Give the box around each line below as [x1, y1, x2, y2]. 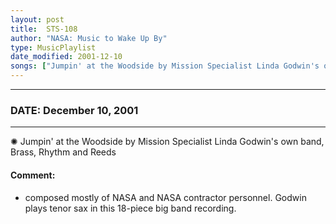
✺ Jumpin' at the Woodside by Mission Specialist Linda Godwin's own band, [10, 136, 325, 148]
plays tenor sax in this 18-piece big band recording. [24, 202, 237, 214]
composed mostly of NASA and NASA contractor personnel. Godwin [24, 191, 307, 203]
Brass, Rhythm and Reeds [10, 146, 117, 158]
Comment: [10, 169, 56, 181]
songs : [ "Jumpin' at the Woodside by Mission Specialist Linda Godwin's [10, 61, 320, 71]
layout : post [10, 14, 65, 25]
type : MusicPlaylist [10, 42, 97, 53]
